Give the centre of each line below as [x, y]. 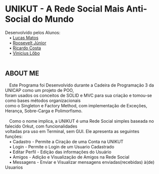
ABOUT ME [22, 73]
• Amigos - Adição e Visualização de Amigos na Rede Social [69, 157]
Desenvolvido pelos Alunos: [33, 32]
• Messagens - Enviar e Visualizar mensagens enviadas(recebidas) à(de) [82, 162]
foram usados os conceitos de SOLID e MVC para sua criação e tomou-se [79, 95]
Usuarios [14, 167]
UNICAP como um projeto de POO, [39, 90]
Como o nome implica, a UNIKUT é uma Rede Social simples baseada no [82, 121]
